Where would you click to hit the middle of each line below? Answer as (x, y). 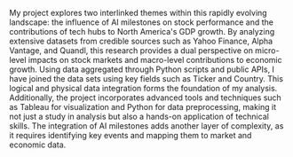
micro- (267, 51)
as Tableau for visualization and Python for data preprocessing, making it (143, 107)
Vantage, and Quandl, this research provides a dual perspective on (131, 51)
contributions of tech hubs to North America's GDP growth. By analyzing (142, 31)
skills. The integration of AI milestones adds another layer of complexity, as (146, 126)
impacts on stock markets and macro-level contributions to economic (155, 60)
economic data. (38, 145)
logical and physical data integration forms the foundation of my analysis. (143, 88)
